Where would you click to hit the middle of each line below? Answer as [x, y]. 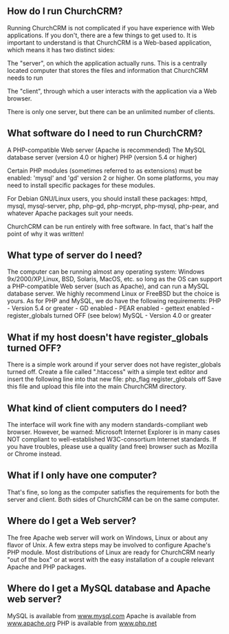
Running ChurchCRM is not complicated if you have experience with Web [111, 28]
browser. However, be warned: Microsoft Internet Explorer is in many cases [113, 432]
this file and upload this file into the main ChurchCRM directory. [97, 386]
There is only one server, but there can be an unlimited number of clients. [111, 111]
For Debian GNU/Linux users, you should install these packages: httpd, [107, 198]
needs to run [25, 78]
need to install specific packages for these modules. [81, 185]
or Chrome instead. [34, 454]
